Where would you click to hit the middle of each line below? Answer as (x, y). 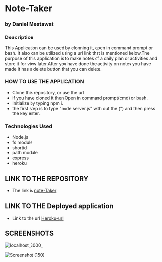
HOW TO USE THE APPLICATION (45, 82)
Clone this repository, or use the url (48, 92)
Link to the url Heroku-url (38, 218)
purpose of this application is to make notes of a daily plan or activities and (81, 58)
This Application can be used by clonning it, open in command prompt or (79, 48)
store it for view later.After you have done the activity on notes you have (78, 64)
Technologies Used (29, 126)
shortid (19, 148)
